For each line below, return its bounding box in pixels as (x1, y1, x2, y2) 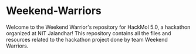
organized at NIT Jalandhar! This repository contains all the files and (6, 29, 171, 36)
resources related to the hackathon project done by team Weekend (6, 36, 168, 43)
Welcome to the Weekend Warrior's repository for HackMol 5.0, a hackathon (6, 23, 191, 31)
